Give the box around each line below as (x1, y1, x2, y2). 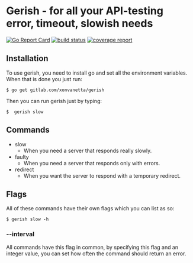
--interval (6, 230, 34, 238)
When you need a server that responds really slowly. (23, 147, 152, 154)
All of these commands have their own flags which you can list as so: (6, 205, 175, 212)
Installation (6, 53, 49, 63)
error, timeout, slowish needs (6, 17, 153, 30)
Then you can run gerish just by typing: (6, 97, 102, 104)
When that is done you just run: (6, 75, 83, 82)
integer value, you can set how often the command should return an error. (6, 250, 186, 257)
